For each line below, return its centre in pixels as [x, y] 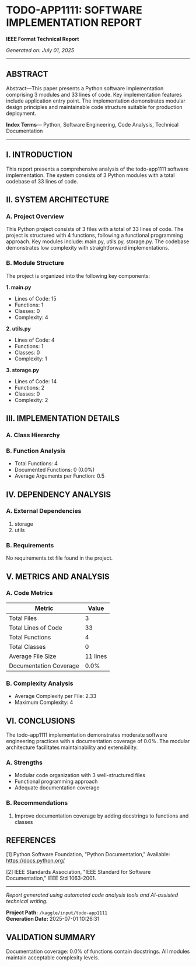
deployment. [21, 113]
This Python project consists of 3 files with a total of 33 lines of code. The [95, 229]
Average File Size [33, 656]
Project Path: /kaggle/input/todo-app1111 [57, 912]
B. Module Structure [35, 263]
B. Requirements [30, 545]
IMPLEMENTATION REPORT [74, 23]
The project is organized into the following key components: [78, 275]
